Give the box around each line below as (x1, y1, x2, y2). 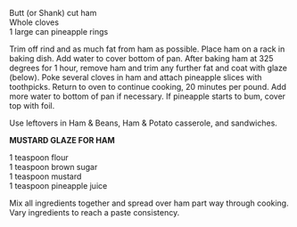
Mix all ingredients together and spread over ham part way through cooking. (9, 198, 289, 208)
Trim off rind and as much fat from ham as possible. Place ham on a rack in (9, 44, 285, 54)
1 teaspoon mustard (9, 171, 82, 182)
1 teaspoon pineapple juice (9, 181, 108, 191)
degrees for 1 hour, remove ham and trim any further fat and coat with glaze (9, 62, 288, 73)
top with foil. (9, 101, 55, 110)
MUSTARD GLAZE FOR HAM (9, 135, 115, 145)
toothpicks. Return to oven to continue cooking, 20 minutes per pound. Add (9, 82, 287, 92)
